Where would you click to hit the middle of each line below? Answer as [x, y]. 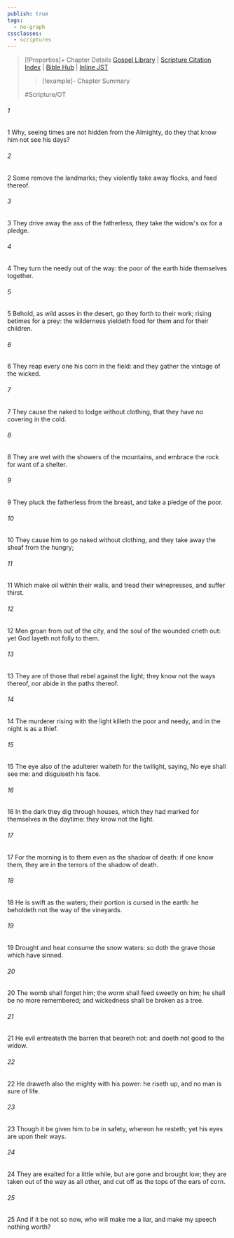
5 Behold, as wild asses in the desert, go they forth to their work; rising [109, 314]
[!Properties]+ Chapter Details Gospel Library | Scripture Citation [118, 60]
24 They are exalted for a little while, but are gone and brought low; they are [117, 1174]
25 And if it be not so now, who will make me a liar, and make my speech [112, 1220]
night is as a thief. [33, 728]
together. [20, 275]
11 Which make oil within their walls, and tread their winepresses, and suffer [116, 585]
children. [20, 329]
